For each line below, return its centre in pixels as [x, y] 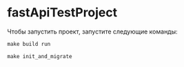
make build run [29, 44]
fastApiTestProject [62, 13]
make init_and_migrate [40, 56]
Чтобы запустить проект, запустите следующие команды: [92, 31]
